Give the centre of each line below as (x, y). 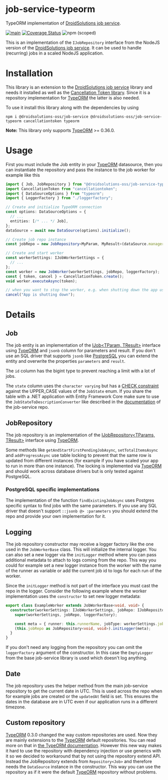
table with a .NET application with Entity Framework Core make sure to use (82, 397)
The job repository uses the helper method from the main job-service (77, 686)
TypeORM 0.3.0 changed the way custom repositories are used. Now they (82, 734)
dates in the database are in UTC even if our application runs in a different (82, 702)
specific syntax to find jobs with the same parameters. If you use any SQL (82, 506)
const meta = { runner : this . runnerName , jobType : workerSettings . (86, 624)
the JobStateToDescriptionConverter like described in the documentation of (83, 402)
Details (20, 315)
